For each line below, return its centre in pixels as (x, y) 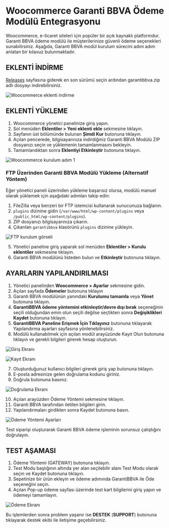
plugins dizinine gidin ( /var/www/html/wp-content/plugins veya (78, 211)
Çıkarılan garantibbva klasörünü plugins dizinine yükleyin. (73, 227)
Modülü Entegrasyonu (53, 22)
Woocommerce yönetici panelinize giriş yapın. (61, 123)
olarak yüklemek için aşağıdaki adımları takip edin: (58, 195)
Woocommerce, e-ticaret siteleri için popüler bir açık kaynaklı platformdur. (83, 35)
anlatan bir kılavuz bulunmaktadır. (41, 52)
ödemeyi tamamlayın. (35, 495)
